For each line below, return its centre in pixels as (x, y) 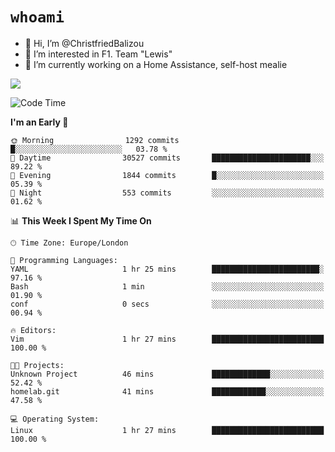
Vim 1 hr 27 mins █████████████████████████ (167, 339)
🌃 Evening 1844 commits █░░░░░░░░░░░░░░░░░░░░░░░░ (167, 175)
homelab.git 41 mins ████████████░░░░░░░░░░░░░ (167, 391)
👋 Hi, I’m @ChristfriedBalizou (84, 43)
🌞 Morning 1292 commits (95, 140)
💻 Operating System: (55, 419)
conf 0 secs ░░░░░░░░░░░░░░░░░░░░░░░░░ (167, 304)
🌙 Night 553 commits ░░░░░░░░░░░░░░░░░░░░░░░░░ (167, 193)
